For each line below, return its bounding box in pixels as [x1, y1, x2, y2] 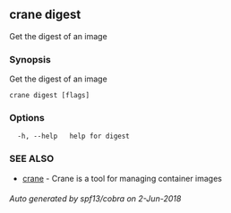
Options [9, 112, 45, 124]
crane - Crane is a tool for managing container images [21, 173, 222, 183]
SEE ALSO [9, 152, 55, 165]
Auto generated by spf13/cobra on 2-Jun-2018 [9, 193, 182, 204]
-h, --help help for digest [17, 132, 130, 141]
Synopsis [9, 53, 51, 65]
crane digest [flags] [9, 91, 90, 100]
